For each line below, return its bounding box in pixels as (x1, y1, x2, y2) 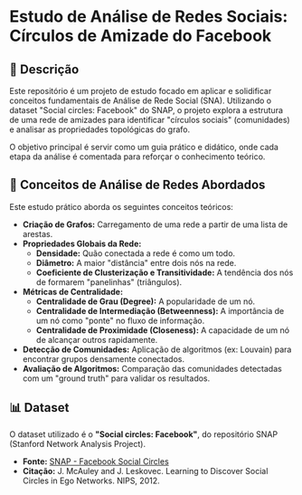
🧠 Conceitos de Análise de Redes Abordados (9, 177, 266, 193)
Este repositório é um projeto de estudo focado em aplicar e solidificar (9, 86, 272, 96)
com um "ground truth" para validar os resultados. (22, 373, 211, 384)
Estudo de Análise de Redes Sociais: (9, 6, 288, 27)
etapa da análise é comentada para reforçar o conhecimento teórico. (9, 151, 266, 162)
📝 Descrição (9, 62, 80, 77)
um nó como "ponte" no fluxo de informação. (35, 315, 205, 326)
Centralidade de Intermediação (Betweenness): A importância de (35, 305, 285, 316)
